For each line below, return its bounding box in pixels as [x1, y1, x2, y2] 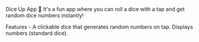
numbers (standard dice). [5, 30, 68, 37]
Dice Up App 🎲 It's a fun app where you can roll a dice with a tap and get [5, 6, 185, 12]
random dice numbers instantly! [5, 12, 84, 19]
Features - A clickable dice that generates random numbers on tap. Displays [5, 24, 194, 30]
